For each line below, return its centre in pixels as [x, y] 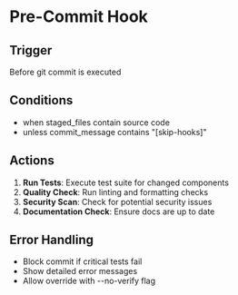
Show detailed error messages [80, 271]
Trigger [31, 50]
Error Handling [51, 240]
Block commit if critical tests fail [82, 261]
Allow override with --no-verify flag [89, 281]
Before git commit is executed [65, 72]
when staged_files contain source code [96, 122]
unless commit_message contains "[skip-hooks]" [114, 132]
